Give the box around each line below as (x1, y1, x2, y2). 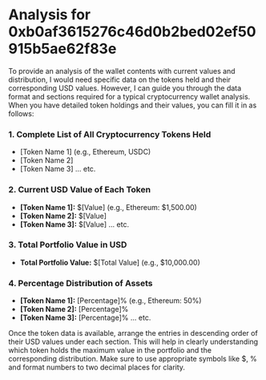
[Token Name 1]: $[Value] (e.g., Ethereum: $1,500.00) (19, 202, 198, 212)
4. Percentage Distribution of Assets (8, 277, 154, 289)
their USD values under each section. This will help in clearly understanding (8, 337, 259, 346)
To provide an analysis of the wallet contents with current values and (8, 66, 236, 75)
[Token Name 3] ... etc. (19, 164, 96, 174)
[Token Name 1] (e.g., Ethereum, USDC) (19, 147, 151, 157)
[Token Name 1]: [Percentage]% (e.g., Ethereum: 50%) (19, 296, 202, 305)
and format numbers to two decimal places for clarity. (8, 362, 186, 372)
